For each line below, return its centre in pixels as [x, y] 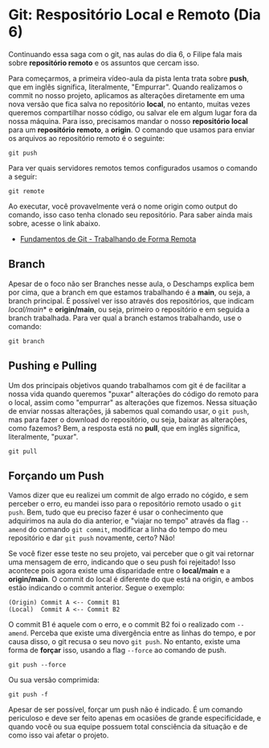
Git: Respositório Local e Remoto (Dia [134, 15]
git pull [23, 451]
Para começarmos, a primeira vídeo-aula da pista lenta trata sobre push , [128, 78]
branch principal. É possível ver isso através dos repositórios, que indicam [131, 300]
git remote [26, 191]
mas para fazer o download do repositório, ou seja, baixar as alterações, [128, 419]
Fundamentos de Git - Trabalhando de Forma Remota [108, 238]
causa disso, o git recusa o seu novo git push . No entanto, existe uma [124, 642]
